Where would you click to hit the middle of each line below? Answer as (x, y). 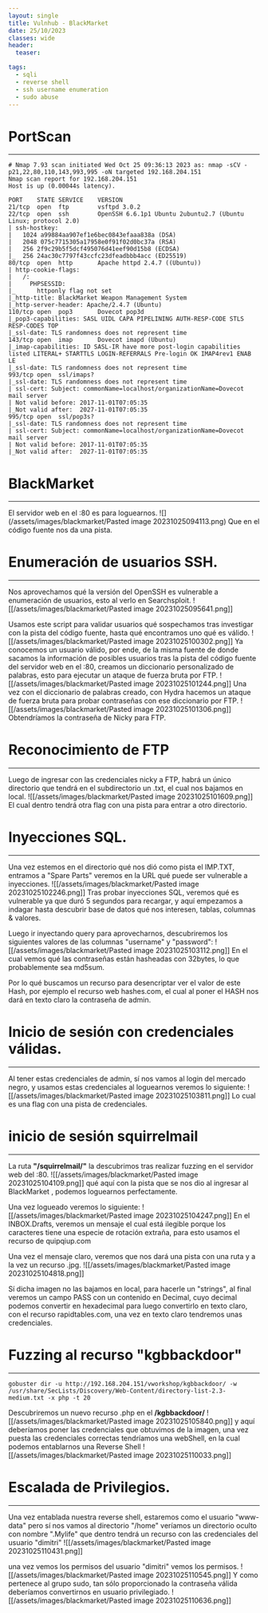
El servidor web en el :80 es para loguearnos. (83, 513)
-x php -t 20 (69, 1398)
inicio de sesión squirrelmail (103, 1136)
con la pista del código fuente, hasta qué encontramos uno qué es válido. (129, 633)
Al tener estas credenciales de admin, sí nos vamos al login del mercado (127, 1079)
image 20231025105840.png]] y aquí (194, 1421)
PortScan (40, 136)
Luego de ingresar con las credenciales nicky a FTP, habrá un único (120, 780)
